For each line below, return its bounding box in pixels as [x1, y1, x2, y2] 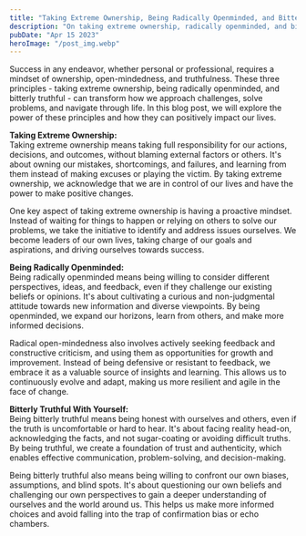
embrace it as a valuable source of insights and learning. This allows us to [9, 366, 287, 378]
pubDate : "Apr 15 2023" [9, 30, 100, 39]
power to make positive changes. [9, 188, 134, 199]
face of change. [9, 387, 69, 397]
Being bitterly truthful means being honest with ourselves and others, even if [9, 414, 297, 425]
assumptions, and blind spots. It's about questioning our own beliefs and [9, 479, 282, 490]
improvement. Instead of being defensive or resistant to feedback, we [9, 357, 271, 368]
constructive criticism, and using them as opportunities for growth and [9, 347, 274, 358]
